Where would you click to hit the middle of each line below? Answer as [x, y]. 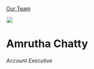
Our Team [19, 9]
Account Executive [29, 60]
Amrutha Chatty [47, 44]
